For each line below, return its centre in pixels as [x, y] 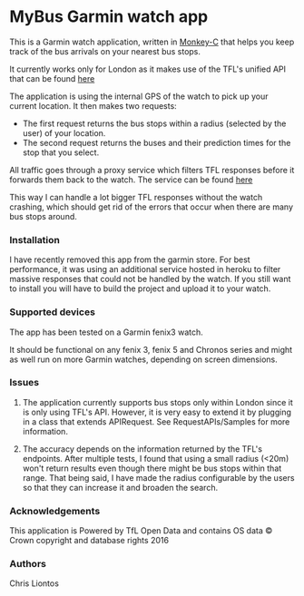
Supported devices [52, 312]
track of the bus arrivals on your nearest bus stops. [105, 51]
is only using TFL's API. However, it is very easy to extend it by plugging [157, 412]
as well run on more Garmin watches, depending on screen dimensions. [144, 359]
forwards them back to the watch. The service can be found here [131, 180]
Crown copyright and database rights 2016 [89, 541]
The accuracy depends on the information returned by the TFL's [142, 449]
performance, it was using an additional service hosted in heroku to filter [145, 269]
